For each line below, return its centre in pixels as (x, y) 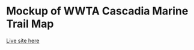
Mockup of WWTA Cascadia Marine (97, 11)
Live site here (23, 40)
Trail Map (30, 24)
